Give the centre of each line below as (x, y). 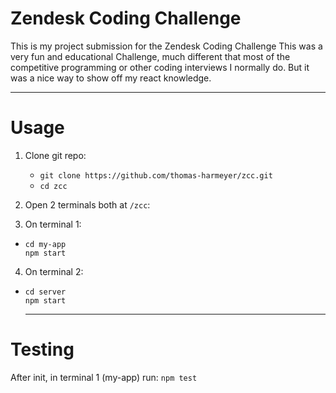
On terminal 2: (54, 271)
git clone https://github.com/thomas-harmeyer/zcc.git (156, 175)
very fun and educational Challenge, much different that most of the (150, 56)
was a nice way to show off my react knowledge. (111, 78)
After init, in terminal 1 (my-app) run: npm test (104, 377)
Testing (42, 349)
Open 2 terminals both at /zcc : (87, 204)
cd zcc (53, 186)
